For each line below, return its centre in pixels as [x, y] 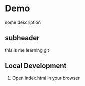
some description [23, 22]
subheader [22, 38]
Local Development [36, 66]
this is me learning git [27, 50]
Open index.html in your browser [46, 78]
